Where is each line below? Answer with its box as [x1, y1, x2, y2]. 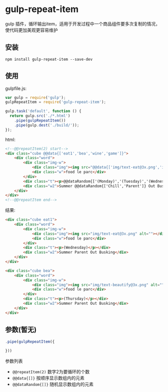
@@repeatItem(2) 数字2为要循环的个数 [12, 369, 90, 375]
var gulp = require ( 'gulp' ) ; [5, 95, 66, 100]
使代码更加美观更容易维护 [5, 27, 58, 33]
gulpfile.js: [5, 85, 26, 91]
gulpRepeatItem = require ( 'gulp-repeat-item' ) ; [5, 99, 106, 105]
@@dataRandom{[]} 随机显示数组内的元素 [12, 381, 94, 387]
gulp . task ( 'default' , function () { [5, 109, 81, 114]
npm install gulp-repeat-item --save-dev [5, 57, 93, 62]
